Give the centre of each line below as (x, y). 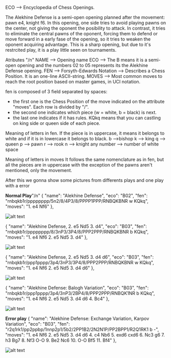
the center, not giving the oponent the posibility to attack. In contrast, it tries (85, 28)
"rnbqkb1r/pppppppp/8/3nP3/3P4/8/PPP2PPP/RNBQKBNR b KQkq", (77, 232)
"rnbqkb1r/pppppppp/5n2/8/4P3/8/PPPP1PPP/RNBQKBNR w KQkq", (77, 201)
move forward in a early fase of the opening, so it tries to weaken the (78, 39)
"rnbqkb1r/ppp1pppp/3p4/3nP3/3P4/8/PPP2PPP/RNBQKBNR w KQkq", (80, 262)
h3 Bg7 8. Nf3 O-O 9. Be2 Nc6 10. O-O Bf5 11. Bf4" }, (61, 340)
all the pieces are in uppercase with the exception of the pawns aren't (79, 165)
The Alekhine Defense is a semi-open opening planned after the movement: (85, 17)
